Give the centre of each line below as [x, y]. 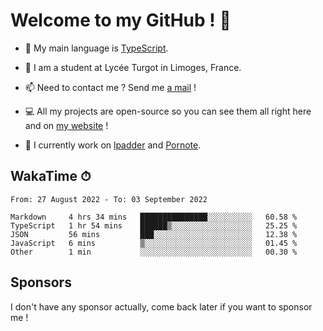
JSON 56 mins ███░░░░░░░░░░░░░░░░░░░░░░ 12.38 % [154, 234]
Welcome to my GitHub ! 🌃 [121, 20]
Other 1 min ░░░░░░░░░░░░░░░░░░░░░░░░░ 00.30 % [154, 252]
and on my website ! [66, 125]
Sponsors [41, 282]
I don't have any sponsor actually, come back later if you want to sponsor [161, 306]
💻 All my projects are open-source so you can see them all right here [168, 111]
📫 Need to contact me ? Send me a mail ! [110, 87]
